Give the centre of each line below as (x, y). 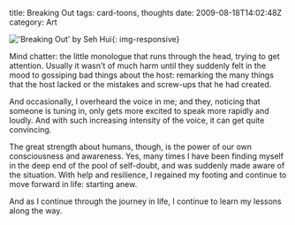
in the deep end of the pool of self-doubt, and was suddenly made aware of (147, 165)
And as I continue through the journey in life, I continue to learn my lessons (146, 201)
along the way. (36, 210)
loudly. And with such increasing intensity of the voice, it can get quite (137, 120)
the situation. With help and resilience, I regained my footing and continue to (148, 175)
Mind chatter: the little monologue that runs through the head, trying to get (144, 56)
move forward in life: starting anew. (73, 184)
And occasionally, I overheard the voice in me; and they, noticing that (135, 101)
